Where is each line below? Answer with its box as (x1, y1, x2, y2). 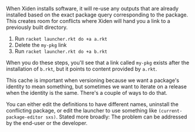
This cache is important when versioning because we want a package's (6, 77, 180, 84)
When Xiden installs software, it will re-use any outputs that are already (6, 5, 179, 12)
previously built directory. (6, 24, 68, 31)
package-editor (6, 114, 43, 120)
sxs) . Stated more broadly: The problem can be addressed (45, 113, 187, 120)
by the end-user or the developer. (6, 120, 88, 126)
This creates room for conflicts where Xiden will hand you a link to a (6, 18, 170, 24)
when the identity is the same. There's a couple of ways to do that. (6, 90, 167, 96)
